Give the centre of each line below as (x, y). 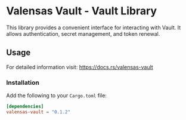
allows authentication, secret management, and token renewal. (83, 33)
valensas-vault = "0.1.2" (38, 112)
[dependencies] (25, 107)
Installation (23, 82)
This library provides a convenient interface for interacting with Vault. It (94, 27)
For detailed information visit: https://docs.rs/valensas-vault (80, 67)
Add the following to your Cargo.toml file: (57, 96)
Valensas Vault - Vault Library (81, 11)
